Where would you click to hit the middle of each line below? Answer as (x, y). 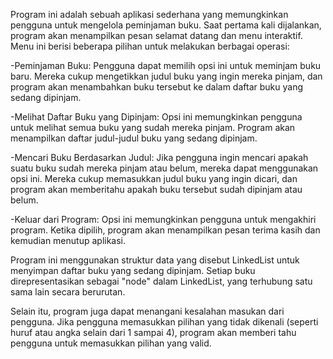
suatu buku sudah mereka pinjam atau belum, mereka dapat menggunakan (164, 168)
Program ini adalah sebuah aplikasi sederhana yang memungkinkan (149, 14)
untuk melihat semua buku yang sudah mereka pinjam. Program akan (153, 127)
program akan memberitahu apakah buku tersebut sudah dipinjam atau (156, 189)
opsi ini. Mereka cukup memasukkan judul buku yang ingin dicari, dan (154, 178)
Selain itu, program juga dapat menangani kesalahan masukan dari (147, 311)
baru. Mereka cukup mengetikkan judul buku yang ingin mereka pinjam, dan (166, 76)
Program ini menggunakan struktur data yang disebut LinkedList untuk (155, 260)
